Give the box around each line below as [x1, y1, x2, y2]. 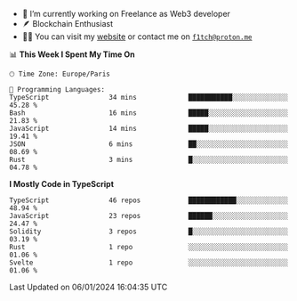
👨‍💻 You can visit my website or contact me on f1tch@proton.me [21, 31, 253, 42]
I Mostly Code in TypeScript [9, 179, 114, 189]
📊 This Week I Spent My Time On [9, 49, 135, 60]
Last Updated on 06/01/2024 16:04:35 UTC [9, 281, 168, 292]
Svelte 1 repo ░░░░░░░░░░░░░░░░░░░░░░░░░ [9, 258, 289, 267]
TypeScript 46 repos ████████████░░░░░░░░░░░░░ [9, 196, 289, 205]
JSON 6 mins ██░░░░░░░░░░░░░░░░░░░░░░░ [9, 140, 289, 149]
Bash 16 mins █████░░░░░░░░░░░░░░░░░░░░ [9, 109, 289, 118]
